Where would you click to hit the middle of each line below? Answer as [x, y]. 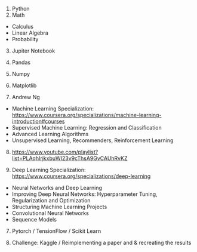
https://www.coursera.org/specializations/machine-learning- [87, 115]
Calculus [23, 27]
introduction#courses [38, 121]
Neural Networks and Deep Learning [57, 188]
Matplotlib [24, 85]
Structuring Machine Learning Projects [59, 207]
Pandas [21, 62]
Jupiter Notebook [33, 51]
